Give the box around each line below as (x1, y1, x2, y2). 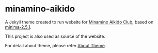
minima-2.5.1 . (5, 24, 32, 30)
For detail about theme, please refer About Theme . (5, 42, 106, 48)
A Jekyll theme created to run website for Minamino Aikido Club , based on (5, 19, 154, 25)
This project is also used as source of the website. (5, 33, 106, 39)
